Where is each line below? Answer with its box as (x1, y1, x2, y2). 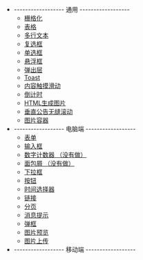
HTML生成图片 (23, 99, 66, 107)
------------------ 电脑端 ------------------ (13, 125, 136, 132)
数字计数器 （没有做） (23, 150, 87, 159)
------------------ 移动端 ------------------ (13, 246, 136, 253)
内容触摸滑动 (23, 81, 61, 90)
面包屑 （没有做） (23, 159, 75, 167)
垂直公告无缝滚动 (23, 108, 73, 115)
